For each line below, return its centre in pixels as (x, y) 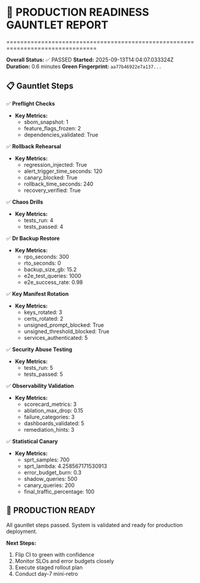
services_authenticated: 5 (56, 337)
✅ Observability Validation (40, 385)
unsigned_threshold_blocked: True (67, 331)
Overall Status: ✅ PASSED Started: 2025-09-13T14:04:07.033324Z (90, 59)
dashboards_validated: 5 (54, 423)
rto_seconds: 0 (42, 263)
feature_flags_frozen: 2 (52, 128)
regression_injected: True (55, 165)
